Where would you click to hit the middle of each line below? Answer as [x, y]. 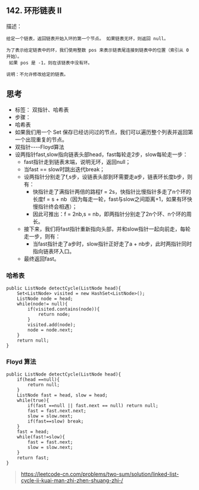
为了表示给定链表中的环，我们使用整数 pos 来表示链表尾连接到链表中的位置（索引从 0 [98, 50]
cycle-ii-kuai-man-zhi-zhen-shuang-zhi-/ [72, 480]
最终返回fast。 [41, 259]
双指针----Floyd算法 [39, 147]
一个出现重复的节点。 [41, 139]
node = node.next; [50, 330]
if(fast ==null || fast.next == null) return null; [93, 406]
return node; [54, 314]
